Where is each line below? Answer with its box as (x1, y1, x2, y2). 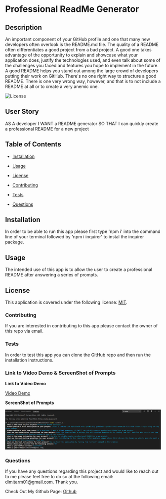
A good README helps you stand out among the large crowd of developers (5, 68, 158, 74)
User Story (5, 107, 39, 116)
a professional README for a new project (5, 126, 89, 132)
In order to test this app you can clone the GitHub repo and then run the (5, 352, 151, 358)
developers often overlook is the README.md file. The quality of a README (5, 42, 159, 47)
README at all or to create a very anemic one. (5, 84, 99, 90)
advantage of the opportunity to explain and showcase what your (5, 52, 138, 58)
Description (5, 23, 42, 32)
